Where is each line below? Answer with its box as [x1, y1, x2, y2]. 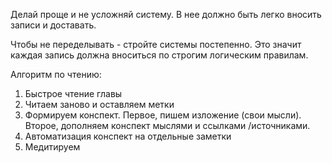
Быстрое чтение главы [24, 88, 123, 99]
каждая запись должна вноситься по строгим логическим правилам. [10, 49, 309, 61]
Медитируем [24, 141, 81, 153]
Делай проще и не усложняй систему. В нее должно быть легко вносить [10, 9, 322, 20]
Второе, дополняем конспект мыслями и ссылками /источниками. [24, 120, 311, 131]
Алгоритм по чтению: [10, 69, 102, 80]
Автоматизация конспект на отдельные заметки [24, 130, 232, 142]
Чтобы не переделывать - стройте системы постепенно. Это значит [10, 39, 302, 50]
